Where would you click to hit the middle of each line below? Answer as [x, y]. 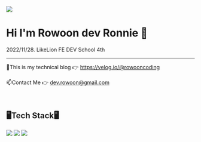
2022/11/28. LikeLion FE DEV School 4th [56, 50]
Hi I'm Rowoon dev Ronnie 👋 [77, 33]
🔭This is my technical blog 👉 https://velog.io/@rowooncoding [83, 67]
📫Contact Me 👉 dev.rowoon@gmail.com [58, 82]
